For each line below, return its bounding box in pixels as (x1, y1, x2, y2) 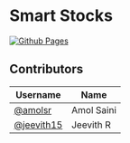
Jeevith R (70, 119, 111, 131)
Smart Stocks (9, 5, 113, 26)
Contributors (9, 62, 84, 77)
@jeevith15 (14, 119, 63, 131)
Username (14, 88, 61, 100)
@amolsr (14, 103, 52, 116)
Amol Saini (70, 103, 117, 116)
